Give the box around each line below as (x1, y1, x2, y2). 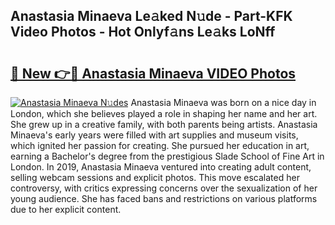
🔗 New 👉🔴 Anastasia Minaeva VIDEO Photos (10, 65, 297, 82)
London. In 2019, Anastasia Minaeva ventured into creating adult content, (10, 161, 312, 173)
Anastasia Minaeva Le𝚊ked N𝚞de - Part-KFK (10, 8, 293, 25)
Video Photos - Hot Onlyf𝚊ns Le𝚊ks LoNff (10, 24, 276, 41)
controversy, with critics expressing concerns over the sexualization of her (10, 182, 318, 194)
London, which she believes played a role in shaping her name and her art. (10, 108, 318, 119)
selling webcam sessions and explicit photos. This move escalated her (10, 172, 300, 183)
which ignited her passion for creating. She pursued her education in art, (10, 140, 310, 151)
